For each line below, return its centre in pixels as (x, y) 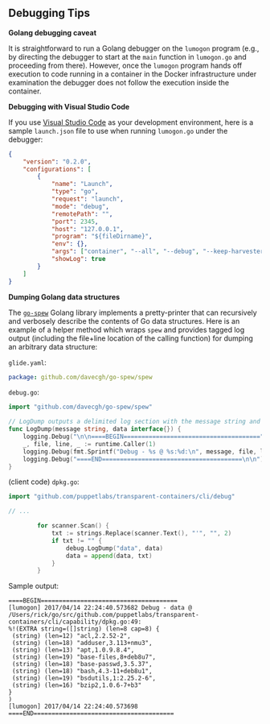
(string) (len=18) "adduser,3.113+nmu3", (82, 643)
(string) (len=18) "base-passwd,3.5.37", (82, 664)
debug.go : (24, 392)
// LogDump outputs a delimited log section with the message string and (135, 422)
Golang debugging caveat (53, 32)
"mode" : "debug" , (80, 206)
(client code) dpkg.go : (44, 482)
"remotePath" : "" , (82, 214)
